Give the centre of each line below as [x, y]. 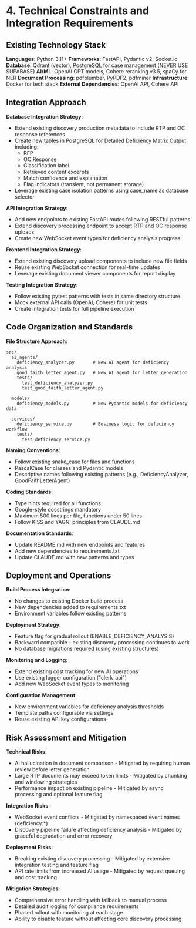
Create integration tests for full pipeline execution [74, 308]
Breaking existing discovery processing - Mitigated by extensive [92, 859]
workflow [17, 429]
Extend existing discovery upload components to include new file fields [101, 261]
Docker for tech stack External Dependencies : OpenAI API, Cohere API [92, 84]
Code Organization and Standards [70, 327]
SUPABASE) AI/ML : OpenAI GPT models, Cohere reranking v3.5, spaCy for [96, 71]
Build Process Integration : [38, 590]
